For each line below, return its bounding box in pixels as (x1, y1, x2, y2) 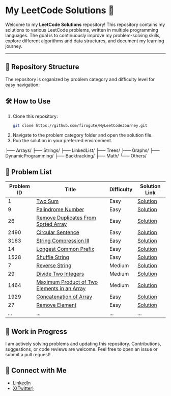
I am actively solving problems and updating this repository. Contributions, (5, 341, 161, 347)
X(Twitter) (12, 385, 34, 391)
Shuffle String (36, 254, 70, 261)
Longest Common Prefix (36, 246, 95, 253)
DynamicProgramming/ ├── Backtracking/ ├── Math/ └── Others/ (5, 153, 147, 159)
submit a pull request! (5, 352, 51, 358)
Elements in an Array (36, 285, 86, 292)
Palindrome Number (36, 206, 84, 213)
